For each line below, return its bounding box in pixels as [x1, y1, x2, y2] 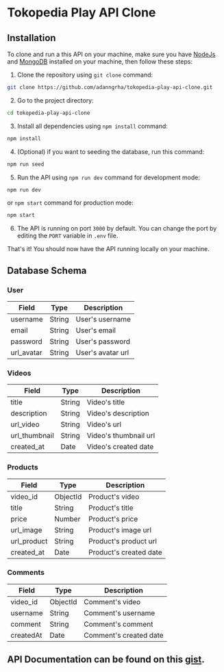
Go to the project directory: [16, 96, 94, 104]
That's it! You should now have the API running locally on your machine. [7, 245, 210, 253]
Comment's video [84, 597, 141, 606]
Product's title [88, 503, 134, 513]
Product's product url [88, 536, 158, 545]
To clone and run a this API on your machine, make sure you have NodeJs [7, 50, 216, 58]
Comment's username [84, 608, 155, 617]
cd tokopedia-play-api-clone [7, 109, 90, 116]
